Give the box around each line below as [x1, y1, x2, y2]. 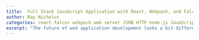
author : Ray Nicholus [6, 14, 60, 20]
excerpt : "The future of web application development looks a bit [6, 25, 174, 31]
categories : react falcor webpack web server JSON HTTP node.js [6, 19, 168, 25]
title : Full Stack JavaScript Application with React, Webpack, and [6, 8, 182, 15]
